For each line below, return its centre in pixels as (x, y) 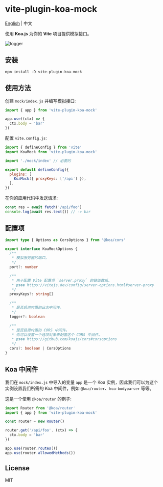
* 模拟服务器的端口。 (30, 258)
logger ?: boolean (27, 317)
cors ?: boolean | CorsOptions (40, 349)
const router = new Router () (35, 421)
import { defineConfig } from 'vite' (44, 148)
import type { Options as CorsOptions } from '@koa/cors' (65, 240)
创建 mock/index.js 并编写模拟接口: (40, 101)
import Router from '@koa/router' (40, 408)
